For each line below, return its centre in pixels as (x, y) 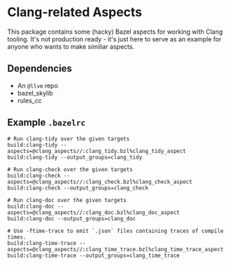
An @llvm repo (37, 86)
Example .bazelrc (47, 122)
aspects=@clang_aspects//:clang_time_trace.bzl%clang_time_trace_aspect (115, 249)
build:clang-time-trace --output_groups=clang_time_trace (93, 255)
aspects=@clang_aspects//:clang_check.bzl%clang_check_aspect (100, 182)
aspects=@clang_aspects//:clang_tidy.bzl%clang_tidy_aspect (97, 151)
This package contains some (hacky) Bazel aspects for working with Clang (115, 32)
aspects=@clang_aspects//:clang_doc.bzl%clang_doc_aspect (93, 212)
